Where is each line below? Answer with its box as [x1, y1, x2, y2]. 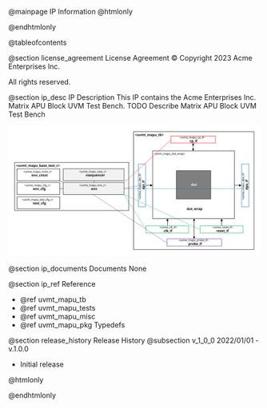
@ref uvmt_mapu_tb [19, 295, 86, 304]
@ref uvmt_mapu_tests [19, 303, 96, 312]
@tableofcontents [8, 38, 67, 47]
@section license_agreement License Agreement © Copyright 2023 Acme [8, 53, 253, 62]
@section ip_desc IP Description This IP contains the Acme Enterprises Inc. [8, 93, 257, 102]
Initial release [19, 359, 64, 369]
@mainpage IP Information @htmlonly [8, 7, 133, 16]
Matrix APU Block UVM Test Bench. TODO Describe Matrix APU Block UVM [8, 101, 257, 110]
